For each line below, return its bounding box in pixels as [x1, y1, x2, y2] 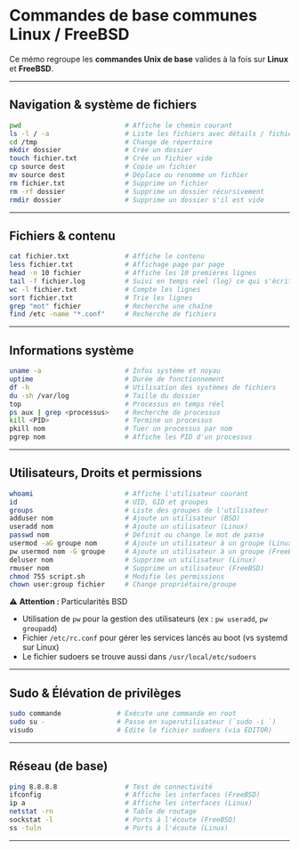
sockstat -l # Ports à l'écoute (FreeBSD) [9, 815, 238, 824]
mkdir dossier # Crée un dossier [9, 146, 193, 155]
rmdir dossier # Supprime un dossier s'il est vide [9, 195, 265, 205]
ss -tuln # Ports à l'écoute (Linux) [9, 823, 229, 832]
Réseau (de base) [9, 758, 109, 774]
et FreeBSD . [9, 63, 54, 74]
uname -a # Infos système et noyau [9, 367, 221, 376]
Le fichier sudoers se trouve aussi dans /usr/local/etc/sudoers [21, 652, 257, 662]
